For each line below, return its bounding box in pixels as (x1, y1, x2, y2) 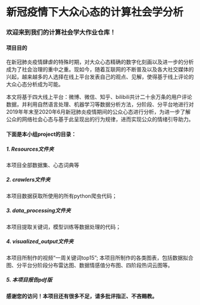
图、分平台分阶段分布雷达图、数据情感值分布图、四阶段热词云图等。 (6, 262, 173, 269)
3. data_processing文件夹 (6, 207, 71, 214)
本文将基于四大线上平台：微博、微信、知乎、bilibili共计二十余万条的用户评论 (6, 94, 192, 101)
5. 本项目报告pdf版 (6, 276, 52, 284)
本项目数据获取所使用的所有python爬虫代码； (6, 192, 117, 200)
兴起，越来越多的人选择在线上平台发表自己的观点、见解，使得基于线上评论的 (6, 73, 194, 80)
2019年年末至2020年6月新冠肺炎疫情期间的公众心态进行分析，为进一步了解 (6, 108, 191, 116)
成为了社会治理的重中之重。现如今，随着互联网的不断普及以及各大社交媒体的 (6, 66, 194, 73)
